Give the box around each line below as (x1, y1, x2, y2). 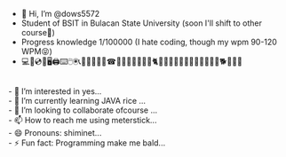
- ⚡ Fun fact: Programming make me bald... (8, 137, 166, 148)
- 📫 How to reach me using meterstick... (8, 115, 157, 125)
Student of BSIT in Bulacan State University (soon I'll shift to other (20, 18, 263, 28)
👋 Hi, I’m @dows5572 (20, 9, 100, 19)
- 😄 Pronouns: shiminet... (8, 128, 102, 137)
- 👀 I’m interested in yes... (8, 86, 102, 97)
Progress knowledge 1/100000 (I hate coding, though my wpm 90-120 (20, 36, 277, 47)
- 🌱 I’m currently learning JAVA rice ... (8, 96, 147, 106)
